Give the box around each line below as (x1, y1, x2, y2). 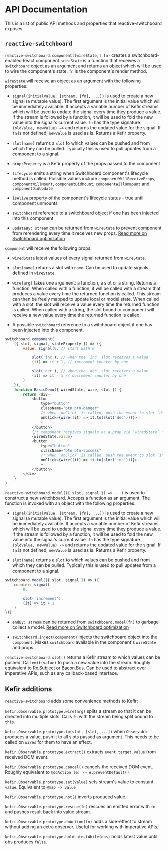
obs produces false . (5, 839, 47, 845)
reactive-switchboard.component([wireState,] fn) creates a (5, 52, 131, 58)
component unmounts (12, 200, 58, 206)
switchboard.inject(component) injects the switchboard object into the (12, 634, 158, 640)
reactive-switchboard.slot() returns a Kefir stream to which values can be (5, 654, 161, 660)
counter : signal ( (14, 582, 50, 587)
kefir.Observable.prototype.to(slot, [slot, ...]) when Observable (5, 728, 149, 734)
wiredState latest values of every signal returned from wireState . (12, 255, 146, 261)
